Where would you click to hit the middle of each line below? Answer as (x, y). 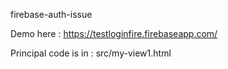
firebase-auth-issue (51, 14)
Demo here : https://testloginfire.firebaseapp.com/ (114, 33)
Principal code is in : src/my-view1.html (91, 53)
